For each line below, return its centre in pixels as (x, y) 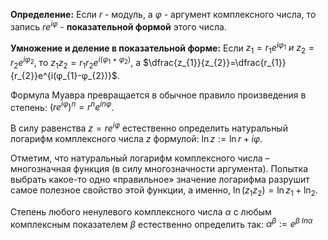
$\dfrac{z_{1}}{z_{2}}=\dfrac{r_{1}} (215, 62)
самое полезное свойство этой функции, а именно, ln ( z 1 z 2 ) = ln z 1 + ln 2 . (164, 191)
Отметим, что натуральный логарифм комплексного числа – (140, 158)
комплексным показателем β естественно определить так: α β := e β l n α (161, 223)
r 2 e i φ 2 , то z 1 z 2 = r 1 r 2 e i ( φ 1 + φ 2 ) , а (76, 63)
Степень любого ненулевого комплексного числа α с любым (141, 211)
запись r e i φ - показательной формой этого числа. (118, 26)
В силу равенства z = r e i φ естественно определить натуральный (149, 127)
